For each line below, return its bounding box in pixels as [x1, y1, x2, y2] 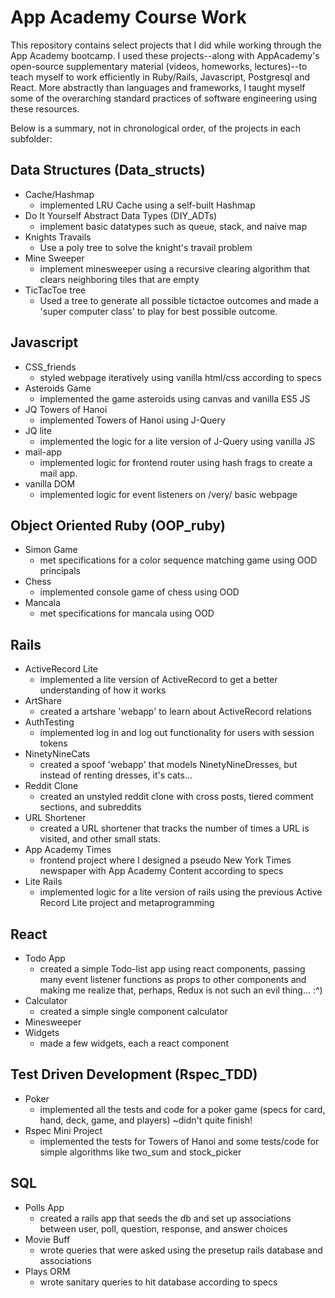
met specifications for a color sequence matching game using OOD [39, 554, 318, 566]
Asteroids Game [24, 382, 92, 394]
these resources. [10, 102, 80, 115]
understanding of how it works [39, 684, 167, 696]
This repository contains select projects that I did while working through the [10, 39, 322, 51]
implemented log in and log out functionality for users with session [39, 727, 315, 739]
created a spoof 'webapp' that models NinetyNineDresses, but [39, 759, 298, 771]
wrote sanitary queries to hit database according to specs [39, 1276, 278, 1288]
